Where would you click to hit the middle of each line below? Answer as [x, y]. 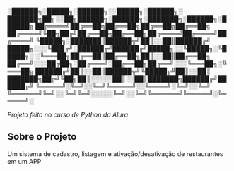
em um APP [24, 161]
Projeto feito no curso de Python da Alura [68, 114]
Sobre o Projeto [42, 137]
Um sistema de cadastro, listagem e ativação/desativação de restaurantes [115, 154]
